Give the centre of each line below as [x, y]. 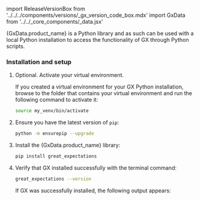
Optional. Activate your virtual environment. [69, 75]
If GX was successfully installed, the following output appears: [93, 190]
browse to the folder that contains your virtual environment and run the [104, 93]
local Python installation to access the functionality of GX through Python [98, 40]
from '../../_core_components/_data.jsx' [55, 22]
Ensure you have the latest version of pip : [67, 122]
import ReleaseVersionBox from [46, 9]
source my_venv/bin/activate [52, 111]
